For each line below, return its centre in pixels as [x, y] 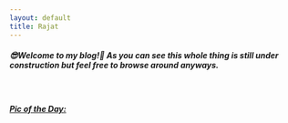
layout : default [40, 18]
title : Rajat [34, 26]
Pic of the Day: [38, 109]
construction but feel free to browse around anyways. [114, 66]
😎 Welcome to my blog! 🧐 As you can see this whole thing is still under [144, 56]
